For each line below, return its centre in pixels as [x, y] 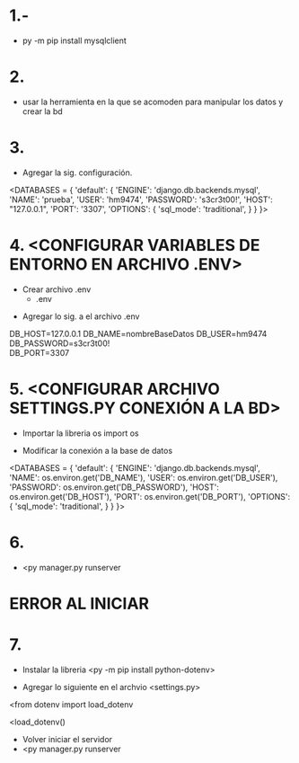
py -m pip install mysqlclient [75, 40]
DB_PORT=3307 [40, 352]
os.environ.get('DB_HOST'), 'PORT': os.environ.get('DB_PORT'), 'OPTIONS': [150, 496]
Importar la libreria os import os [80, 433]
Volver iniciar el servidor [67, 739]
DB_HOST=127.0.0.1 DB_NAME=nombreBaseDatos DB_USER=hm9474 [138, 333]
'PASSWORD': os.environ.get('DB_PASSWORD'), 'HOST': [114, 487]
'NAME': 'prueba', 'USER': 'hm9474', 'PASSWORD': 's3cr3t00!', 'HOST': [141, 200]
